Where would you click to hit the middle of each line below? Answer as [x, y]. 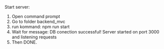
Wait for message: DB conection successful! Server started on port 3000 [85, 32]
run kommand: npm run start [41, 27]
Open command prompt [36, 16]
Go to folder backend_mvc [39, 22]
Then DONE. [24, 42]
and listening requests [34, 37]
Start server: [17, 7]
